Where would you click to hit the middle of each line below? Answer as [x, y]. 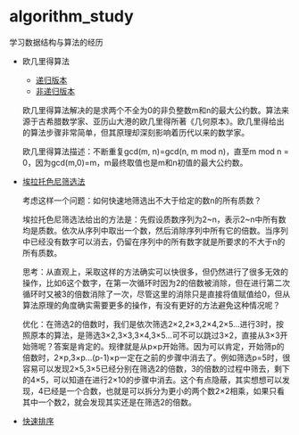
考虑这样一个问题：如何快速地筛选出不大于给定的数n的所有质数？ [142, 200]
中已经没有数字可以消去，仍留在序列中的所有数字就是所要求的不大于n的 [154, 242]
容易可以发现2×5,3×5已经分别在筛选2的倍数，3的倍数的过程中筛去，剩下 [156, 368]
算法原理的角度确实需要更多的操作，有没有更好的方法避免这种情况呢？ [151, 305]
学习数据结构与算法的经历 [56, 42]
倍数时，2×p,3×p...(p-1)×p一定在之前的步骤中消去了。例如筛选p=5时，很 [156, 357]
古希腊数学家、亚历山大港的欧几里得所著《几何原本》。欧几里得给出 [161, 121]
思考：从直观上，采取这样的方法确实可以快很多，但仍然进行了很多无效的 [155, 271]
